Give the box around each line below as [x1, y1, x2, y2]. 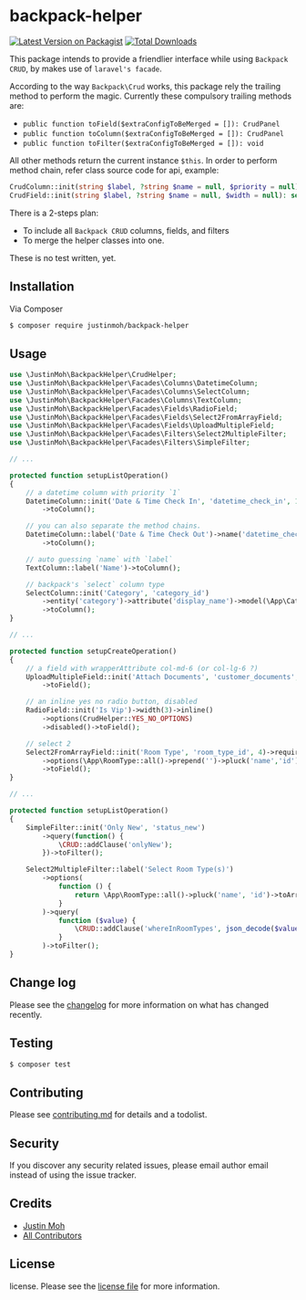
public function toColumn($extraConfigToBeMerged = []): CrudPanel [22, 129, 284, 138]
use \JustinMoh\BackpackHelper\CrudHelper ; [9, 371, 178, 380]
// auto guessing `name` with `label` [25, 554, 173, 564]
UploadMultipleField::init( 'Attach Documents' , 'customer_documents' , [25, 672, 300, 681]
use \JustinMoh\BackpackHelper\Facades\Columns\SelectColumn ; [9, 387, 250, 396]
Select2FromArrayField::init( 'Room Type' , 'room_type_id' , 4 [25, 748, 262, 757]
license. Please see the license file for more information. [9, 1280, 220, 1292]
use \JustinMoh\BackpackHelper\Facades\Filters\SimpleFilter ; [9, 438, 250, 447]
